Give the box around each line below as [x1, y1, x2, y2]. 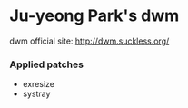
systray [22, 88, 51, 100]
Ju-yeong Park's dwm [9, 5, 180, 26]
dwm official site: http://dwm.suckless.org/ [9, 35, 170, 46]
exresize [22, 79, 54, 90]
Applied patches [9, 58, 84, 71]
